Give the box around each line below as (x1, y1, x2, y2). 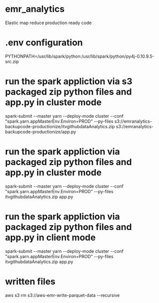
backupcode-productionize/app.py (5, 129, 77, 135)
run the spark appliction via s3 (5, 76, 132, 87)
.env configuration (5, 37, 83, 48)
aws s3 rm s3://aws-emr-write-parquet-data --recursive (5, 292, 120, 298)
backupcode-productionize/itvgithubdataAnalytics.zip (5, 123, 115, 129)
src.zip (5, 58, 19, 65)
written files (5, 276, 56, 287)
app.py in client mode (5, 232, 96, 243)
